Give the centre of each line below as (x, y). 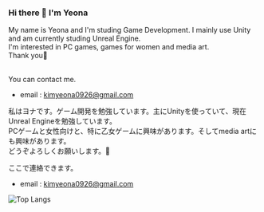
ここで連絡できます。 (43, 168)
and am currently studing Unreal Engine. (75, 38)
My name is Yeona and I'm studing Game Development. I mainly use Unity (130, 30)
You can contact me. (42, 80)
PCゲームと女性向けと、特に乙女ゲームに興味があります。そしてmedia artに (133, 132)
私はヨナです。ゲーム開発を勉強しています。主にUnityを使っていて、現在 (128, 112)
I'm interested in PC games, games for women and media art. (109, 47)
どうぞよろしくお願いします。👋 (59, 151)
